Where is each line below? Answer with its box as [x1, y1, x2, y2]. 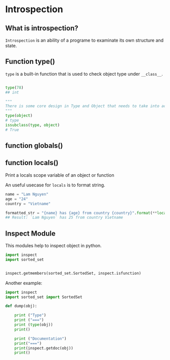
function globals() [5, 141, 63, 150]
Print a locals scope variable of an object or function [5, 172, 115, 178]
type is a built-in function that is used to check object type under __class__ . [5, 71, 163, 77]
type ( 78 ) [5, 85, 24, 90]
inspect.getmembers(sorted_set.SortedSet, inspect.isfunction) [5, 271, 142, 276]
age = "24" [5, 197, 28, 202]
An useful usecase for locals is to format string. [5, 182, 105, 188]
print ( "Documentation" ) [14, 336, 67, 341]
